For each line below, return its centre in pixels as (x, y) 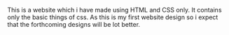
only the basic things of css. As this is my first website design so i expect (113, 17)
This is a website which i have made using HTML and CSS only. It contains (114, 10)
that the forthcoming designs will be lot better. (74, 24)
